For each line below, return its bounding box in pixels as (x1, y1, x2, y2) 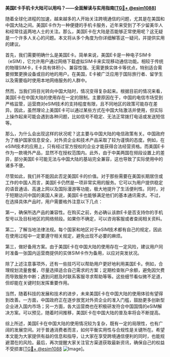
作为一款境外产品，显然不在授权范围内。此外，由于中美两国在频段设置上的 (5, 150, 160, 155)
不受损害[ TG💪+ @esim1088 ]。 (5, 346, 88, 352)
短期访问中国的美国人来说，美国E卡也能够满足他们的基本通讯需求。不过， (9, 192, 163, 198)
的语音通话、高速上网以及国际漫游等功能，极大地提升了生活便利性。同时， (5, 186, 160, 192)
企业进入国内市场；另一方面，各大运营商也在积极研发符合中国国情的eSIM (5, 303, 158, 309)
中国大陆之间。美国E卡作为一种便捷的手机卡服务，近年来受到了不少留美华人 (5, 22, 163, 28)
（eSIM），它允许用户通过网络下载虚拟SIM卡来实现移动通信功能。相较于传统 (5, 58, 163, 64)
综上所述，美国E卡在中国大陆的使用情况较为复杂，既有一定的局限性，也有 (5, 320, 159, 327)
